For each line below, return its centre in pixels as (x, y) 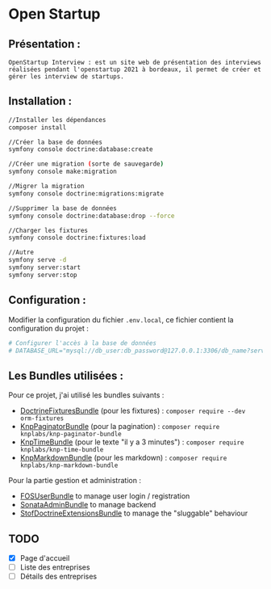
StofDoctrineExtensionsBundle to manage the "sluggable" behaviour (134, 513)
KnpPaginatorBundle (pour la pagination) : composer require (120, 427)
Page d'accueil (45, 558)
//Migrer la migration (46, 187)
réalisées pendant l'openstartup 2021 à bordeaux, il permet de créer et (135, 69)
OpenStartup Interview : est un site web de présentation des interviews (135, 62)
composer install (38, 127)
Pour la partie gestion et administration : (75, 481)
